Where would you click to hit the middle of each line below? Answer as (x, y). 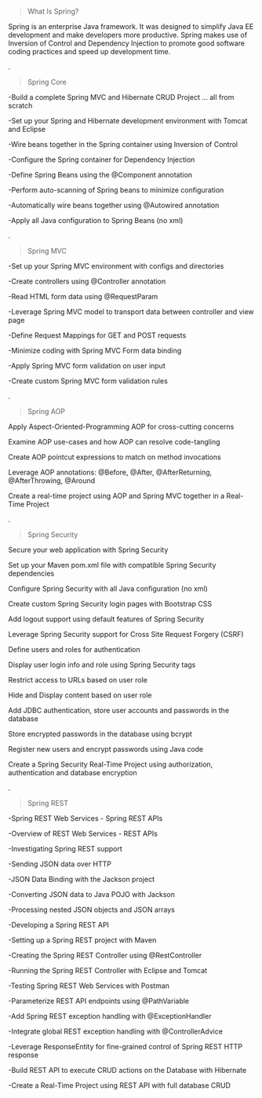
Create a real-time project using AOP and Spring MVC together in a (116, 496)
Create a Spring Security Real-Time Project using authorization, (111, 764)
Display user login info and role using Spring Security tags (102, 664)
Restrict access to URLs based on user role (78, 680)
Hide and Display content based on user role (80, 695)
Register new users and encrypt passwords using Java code (106, 749)
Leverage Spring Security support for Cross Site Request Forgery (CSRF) (126, 634)
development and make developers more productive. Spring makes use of (128, 35)
